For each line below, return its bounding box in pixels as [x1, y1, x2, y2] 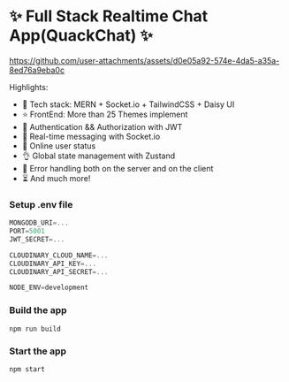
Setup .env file [9, 198, 73, 210]
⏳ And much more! [21, 172, 91, 183]
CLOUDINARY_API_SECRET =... [9, 267, 109, 276]
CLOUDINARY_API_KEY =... [9, 259, 97, 268]
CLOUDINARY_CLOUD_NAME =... [9, 250, 109, 260]
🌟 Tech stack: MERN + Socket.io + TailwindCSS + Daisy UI [21, 99, 235, 110]
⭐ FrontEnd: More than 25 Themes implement [21, 109, 188, 119]
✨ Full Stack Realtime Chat [9, 6, 209, 27]
